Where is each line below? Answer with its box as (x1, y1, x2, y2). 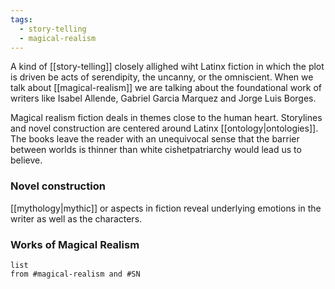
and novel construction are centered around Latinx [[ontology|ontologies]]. (10, 122, 319, 135)
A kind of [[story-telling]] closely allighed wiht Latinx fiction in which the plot (10, 61, 325, 73)
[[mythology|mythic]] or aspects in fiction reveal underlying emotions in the (10, 202, 322, 214)
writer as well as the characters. (10, 212, 143, 225)
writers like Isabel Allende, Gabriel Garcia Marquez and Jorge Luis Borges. (10, 92, 317, 105)
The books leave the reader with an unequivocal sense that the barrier (10, 133, 300, 145)
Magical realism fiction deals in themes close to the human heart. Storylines (10, 112, 323, 124)
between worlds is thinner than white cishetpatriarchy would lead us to (10, 144, 302, 156)
